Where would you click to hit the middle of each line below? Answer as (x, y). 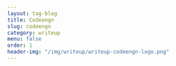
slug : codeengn (29, 26)
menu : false (24, 39)
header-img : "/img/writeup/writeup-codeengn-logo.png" (88, 52)
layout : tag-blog (32, 13)
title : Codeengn (31, 20)
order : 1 (20, 45)
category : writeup (34, 33)
